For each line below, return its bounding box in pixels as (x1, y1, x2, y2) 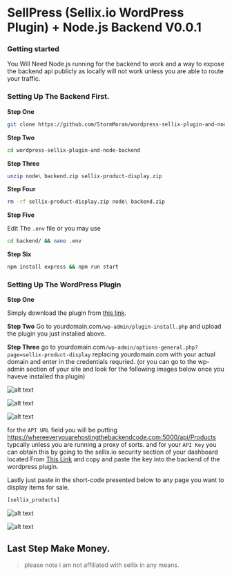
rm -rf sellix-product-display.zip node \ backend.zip (7, 198, 166, 205)
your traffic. (7, 75, 41, 83)
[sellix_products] (7, 497, 60, 503)
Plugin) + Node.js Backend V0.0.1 (7, 19, 202, 35)
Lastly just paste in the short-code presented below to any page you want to (7, 476, 224, 484)
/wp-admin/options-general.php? (105, 344, 198, 352)
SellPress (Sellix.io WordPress (7, 5, 184, 21)
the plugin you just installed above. (7, 329, 106, 338)
